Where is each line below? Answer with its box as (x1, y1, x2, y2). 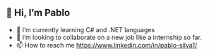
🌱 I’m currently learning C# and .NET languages (16, 25, 155, 34)
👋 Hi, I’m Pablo (6, 7, 71, 19)
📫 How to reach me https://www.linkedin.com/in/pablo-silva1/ (16, 41, 198, 49)
